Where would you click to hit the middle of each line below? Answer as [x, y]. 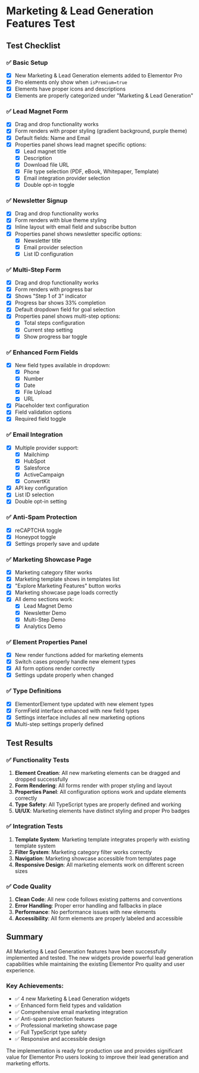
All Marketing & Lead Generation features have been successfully [86, 951]
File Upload [38, 392]
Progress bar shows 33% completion [60, 303]
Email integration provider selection [67, 178]
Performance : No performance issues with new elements [85, 912]
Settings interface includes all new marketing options [80, 717]
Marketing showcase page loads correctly [66, 593]
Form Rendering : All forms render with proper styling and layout [93, 786]
